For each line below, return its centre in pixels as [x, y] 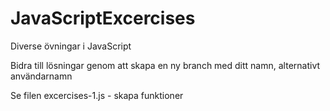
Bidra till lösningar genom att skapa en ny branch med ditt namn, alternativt [165, 65]
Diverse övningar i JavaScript [71, 46]
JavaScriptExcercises [103, 18]
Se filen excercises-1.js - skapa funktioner [97, 95]
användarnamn [41, 76]
